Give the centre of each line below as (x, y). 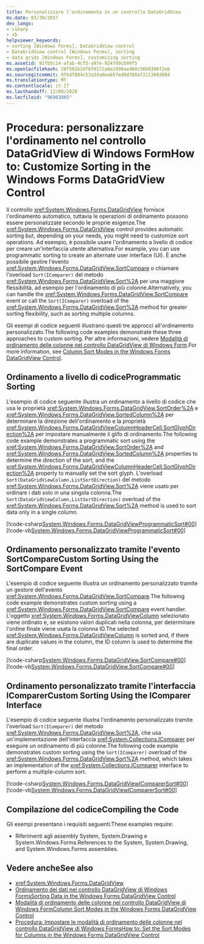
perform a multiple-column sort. (46, 772)
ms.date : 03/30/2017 (33, 18)
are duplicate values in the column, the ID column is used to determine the (100, 642)
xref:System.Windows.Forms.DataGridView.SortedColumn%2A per (90, 414)
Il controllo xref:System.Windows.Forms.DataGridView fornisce (85, 209)
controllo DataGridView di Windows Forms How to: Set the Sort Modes (103, 928)
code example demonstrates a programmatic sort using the (81, 440)
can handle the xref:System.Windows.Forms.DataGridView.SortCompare (97, 294)
